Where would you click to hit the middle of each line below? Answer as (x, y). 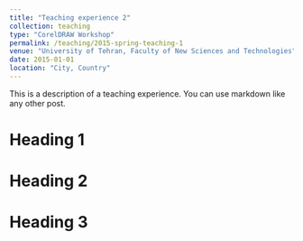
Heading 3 (49, 222)
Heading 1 (47, 140)
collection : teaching (50, 26)
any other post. (37, 103)
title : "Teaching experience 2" (70, 18)
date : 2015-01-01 (42, 60)
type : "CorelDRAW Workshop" (62, 34)
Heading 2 (49, 181)
